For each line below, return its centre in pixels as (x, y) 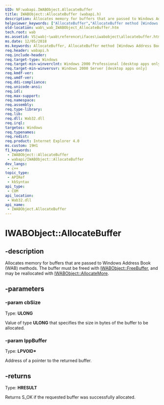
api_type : (15, 186)
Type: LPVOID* (21, 351)
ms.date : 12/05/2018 (26, 41)
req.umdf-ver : (20, 78)
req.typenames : (20, 132)
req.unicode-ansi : (24, 87)
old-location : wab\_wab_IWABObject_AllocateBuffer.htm (62, 28)
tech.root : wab (20, 32)
